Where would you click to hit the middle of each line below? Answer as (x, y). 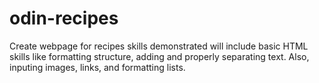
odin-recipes (64, 18)
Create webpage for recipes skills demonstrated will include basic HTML (159, 46)
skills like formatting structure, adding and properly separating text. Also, (159, 56)
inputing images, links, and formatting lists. (97, 67)
